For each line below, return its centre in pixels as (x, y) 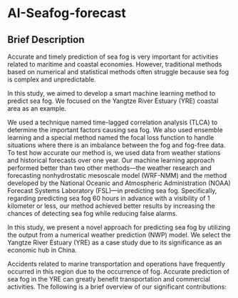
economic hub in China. (42, 250)
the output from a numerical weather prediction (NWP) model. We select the (119, 235)
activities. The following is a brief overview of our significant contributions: (117, 287)
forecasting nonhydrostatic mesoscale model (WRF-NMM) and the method (117, 175)
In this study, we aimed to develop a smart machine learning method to (112, 93)
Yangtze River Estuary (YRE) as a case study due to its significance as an (115, 242)
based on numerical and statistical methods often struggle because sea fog (118, 72)
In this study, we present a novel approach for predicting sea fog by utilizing (119, 227)
